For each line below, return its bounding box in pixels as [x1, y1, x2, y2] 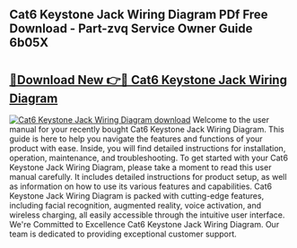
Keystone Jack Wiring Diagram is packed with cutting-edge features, [9, 191, 265, 201]
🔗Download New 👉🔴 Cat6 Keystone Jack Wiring [9, 72, 287, 88]
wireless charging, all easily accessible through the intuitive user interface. [9, 210, 285, 220]
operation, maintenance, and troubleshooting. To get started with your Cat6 [9, 152, 289, 163]
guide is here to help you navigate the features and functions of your [9, 133, 263, 144]
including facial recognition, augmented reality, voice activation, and [9, 201, 262, 210]
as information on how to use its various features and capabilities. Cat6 [9, 181, 272, 192]
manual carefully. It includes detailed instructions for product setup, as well [9, 172, 287, 182]
